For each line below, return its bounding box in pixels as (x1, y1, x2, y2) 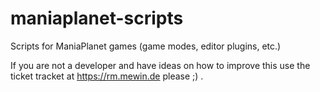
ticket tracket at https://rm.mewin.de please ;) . (10, 70, 204, 82)
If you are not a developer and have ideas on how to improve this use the (10, 59, 311, 71)
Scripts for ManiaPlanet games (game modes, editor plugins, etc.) (10, 40, 282, 52)
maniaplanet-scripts (10, 7, 184, 30)
